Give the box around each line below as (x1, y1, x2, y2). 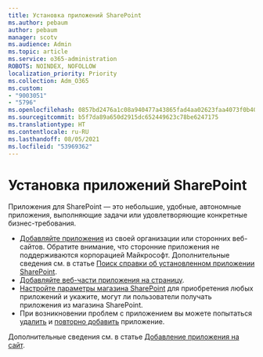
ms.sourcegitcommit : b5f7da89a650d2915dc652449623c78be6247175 (8, 114, 219, 121)
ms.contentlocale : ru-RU (8, 128, 89, 135)
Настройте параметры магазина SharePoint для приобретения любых (19, 283, 254, 294)
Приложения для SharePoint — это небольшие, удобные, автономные (8, 202, 241, 211)
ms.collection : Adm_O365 (8, 77, 89, 85)
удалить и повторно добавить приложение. (19, 317, 165, 326)
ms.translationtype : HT (8, 121, 86, 128)
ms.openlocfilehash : (8, 106, 76, 114)
